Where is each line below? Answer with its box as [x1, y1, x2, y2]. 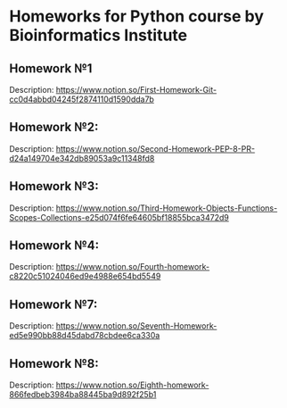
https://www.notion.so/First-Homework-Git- [55, 85, 217, 95]
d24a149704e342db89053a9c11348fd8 [9, 153, 155, 163]
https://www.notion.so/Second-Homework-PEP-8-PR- [55, 143, 256, 154]
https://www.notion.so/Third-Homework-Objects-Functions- [55, 203, 278, 213]
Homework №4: [9, 238, 100, 254]
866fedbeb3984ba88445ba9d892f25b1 [9, 389, 157, 400]
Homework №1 [9, 61, 93, 76]
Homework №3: [9, 179, 100, 194]
